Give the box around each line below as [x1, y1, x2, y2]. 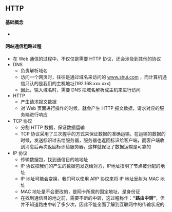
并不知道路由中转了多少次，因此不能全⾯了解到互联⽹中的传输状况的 [20, 201, 165, 207]
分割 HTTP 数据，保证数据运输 [20, 124, 85, 130]
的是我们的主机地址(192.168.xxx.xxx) [34, 80, 111, 86]
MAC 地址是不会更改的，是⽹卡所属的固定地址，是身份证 [20, 188, 140, 195]
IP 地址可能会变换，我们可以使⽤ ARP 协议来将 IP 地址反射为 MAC [20, 176, 159, 182]
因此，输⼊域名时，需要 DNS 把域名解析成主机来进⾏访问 [20, 87, 141, 93]
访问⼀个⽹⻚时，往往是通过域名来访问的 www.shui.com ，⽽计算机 [20, 74, 163, 80]
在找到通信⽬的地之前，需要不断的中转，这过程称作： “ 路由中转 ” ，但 [20, 195, 165, 201]
